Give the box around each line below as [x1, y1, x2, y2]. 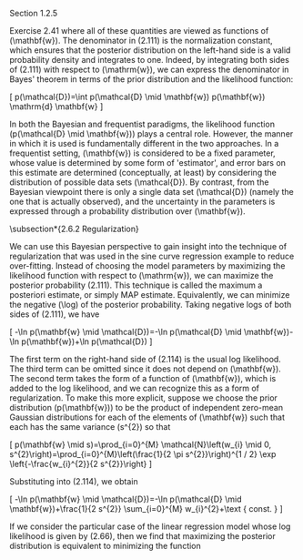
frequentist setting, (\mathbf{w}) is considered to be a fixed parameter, [9, 148, 276, 158]
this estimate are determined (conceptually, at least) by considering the [9, 168, 278, 178]
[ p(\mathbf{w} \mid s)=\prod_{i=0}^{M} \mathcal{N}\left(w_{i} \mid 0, [9, 439, 272, 450]
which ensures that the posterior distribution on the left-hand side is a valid [9, 45, 291, 56]
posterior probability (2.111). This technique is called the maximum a [9, 280, 263, 290]
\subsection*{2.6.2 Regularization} [9, 223, 139, 234]
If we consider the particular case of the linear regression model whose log [9, 521, 291, 532]
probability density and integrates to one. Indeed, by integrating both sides [9, 55, 289, 65]
